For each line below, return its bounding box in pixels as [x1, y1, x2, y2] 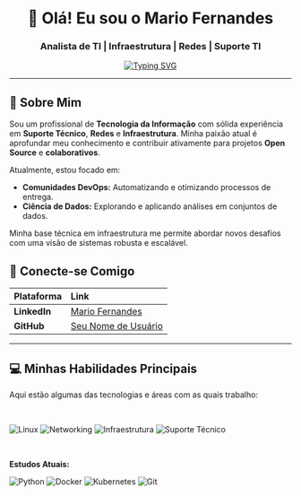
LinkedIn [13, 305, 52, 318]
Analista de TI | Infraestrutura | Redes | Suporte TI [39, 40, 262, 53]
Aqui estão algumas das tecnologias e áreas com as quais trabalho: [9, 389, 258, 400]
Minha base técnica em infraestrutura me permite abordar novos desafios [9, 228, 281, 239]
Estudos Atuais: [9, 458, 70, 469]
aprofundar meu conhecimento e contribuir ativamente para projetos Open [9, 138, 286, 149]
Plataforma [13, 291, 63, 303]
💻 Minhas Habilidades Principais [9, 361, 198, 376]
